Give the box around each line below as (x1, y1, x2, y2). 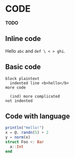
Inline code (5, 34, 41, 43)
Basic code (5, 63, 41, 71)
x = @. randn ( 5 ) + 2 (5, 130, 49, 135)
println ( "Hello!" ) (5, 125, 44, 131)
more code (5, 85, 26, 90)
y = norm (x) (5, 135, 30, 140)
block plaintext (5, 76, 40, 81)
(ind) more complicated (10, 94, 60, 99)
